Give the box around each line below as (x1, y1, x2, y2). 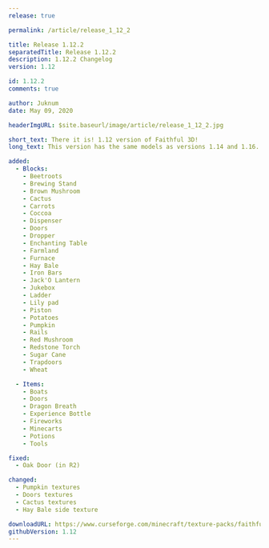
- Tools (22, 439, 48, 448)
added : (8, 158, 30, 166)
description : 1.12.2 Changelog (8, 55, 113, 64)
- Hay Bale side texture (15, 506, 98, 514)
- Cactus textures (15, 498, 78, 506)
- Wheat (22, 366, 48, 374)
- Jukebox (22, 284, 56, 292)
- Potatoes (22, 314, 59, 322)
